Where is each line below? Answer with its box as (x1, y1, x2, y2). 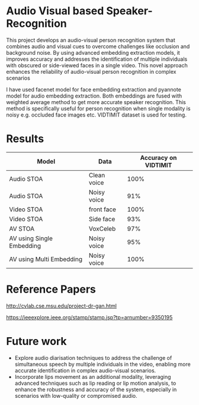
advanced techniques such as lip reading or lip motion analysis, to (14, 379, 176, 387)
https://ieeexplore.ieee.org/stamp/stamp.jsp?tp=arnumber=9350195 (6, 313, 173, 321)
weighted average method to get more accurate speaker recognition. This (6, 98, 187, 105)
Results (6, 132, 44, 146)
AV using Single (9, 234, 53, 242)
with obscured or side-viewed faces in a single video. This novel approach (6, 61, 188, 69)
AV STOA (9, 224, 35, 233)
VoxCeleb (88, 224, 116, 233)
